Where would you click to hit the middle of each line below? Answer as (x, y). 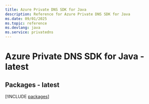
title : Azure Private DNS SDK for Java (46, 10)
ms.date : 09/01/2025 (26, 19)
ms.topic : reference (26, 23)
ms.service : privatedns (29, 32)
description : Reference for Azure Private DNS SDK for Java (68, 14)
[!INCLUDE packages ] (27, 96)
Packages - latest (32, 85)
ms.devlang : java (23, 28)
